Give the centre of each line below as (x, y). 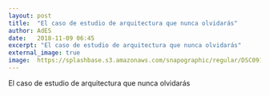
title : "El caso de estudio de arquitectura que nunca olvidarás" (123, 23)
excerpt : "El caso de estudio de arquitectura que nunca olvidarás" (125, 46)
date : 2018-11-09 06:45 (51, 38)
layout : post (30, 16)
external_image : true (44, 53)
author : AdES (30, 30)
